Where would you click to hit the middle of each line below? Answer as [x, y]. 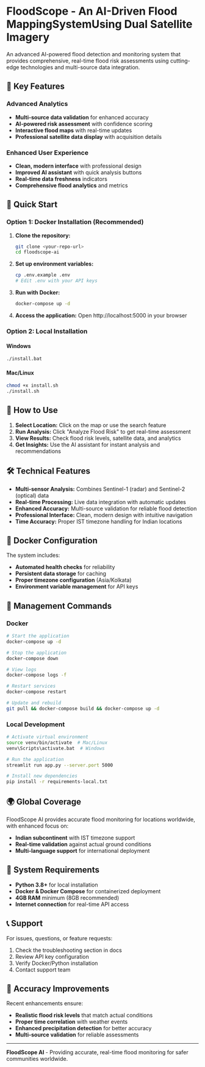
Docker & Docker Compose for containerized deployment [88, 891]
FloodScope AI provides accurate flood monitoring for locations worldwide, [101, 820]
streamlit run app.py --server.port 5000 [60, 765]
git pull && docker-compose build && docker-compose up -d [83, 708]
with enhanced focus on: [38, 826]
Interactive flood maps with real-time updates [74, 130]
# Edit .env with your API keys [56, 281]
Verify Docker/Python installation [56, 963]
